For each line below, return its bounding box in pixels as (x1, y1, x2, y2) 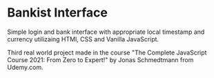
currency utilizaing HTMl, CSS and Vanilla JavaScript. (7, 35, 159, 43)
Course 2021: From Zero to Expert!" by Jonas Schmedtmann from (7, 55, 194, 64)
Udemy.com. (7, 63, 43, 71)
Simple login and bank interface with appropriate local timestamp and (7, 28, 205, 36)
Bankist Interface (7, 5, 108, 21)
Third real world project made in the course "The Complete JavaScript (7, 48, 207, 57)
